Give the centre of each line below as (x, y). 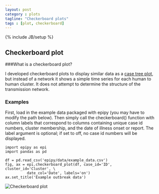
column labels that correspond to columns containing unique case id (74, 123)
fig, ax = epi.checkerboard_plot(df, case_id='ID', (59, 165)
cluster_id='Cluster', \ (30, 169)
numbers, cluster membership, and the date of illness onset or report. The (79, 128)
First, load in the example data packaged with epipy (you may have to (75, 112)
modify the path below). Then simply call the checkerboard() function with (80, 118)
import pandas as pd (26, 152)
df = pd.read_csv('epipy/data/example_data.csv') (57, 160)
